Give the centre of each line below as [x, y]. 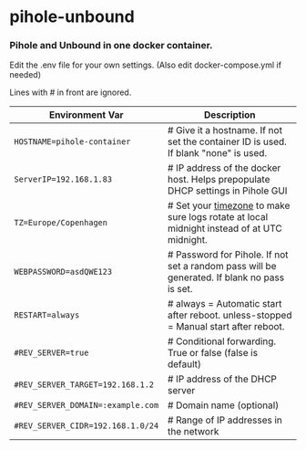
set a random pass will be [222, 267]
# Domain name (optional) [223, 405]
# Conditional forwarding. [222, 341]
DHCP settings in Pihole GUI [227, 191]
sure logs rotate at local [218, 217]
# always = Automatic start [224, 304]
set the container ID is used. [227, 141]
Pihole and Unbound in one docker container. [111, 46]
